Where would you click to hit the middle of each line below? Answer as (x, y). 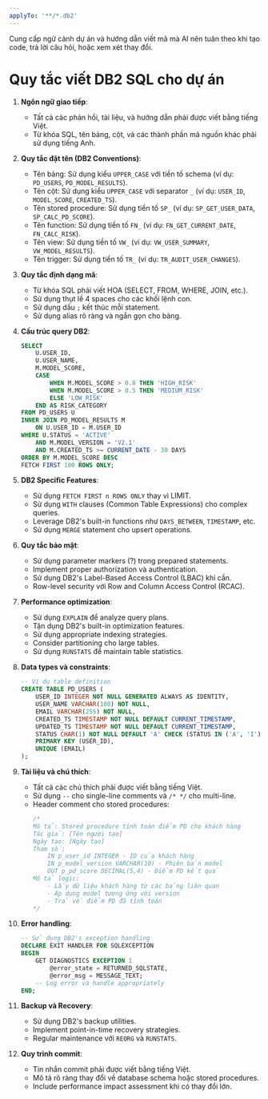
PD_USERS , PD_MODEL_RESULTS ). (80, 182)
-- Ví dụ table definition (66, 682)
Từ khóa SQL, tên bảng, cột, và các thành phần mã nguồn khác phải (144, 134)
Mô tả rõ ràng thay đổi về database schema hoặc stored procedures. (146, 1078)
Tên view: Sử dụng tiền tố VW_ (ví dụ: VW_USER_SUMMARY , (121, 242)
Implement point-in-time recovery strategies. (106, 1030)
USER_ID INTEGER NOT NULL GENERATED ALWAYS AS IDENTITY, (132, 697)
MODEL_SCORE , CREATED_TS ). (75, 199)
